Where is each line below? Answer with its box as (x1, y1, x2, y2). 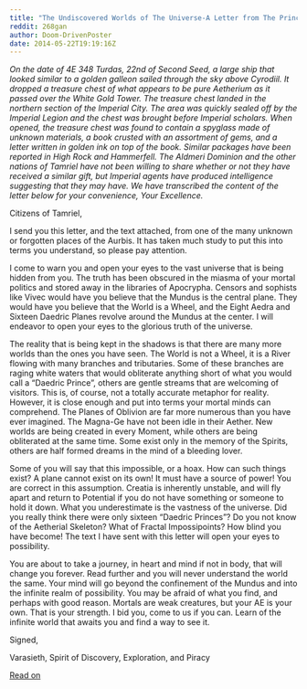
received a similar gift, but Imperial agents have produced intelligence (9, 171, 274, 182)
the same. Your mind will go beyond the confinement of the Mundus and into (9, 578, 298, 589)
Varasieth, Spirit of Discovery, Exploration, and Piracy (9, 652, 210, 663)
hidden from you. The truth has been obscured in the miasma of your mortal (9, 272, 296, 283)
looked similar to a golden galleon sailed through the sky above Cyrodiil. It (9, 74, 290, 85)
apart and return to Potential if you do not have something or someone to (9, 493, 285, 503)
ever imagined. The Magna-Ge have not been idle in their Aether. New (9, 417, 273, 428)
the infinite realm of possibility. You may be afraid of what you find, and (9, 588, 279, 599)
